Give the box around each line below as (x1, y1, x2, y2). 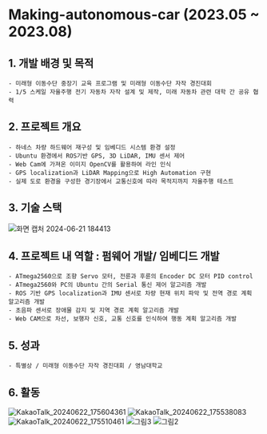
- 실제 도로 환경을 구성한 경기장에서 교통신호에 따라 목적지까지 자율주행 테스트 (8, 177, 234, 185)
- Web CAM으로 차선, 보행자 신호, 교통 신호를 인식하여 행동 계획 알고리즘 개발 (8, 315, 237, 323)
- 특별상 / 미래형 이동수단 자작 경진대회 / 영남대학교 (8, 362, 163, 370)
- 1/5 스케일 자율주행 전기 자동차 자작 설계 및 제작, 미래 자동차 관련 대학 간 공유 (8, 88, 250, 96)
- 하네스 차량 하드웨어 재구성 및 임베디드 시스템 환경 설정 (8, 143, 176, 151)
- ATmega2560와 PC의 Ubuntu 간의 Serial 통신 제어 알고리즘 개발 (8, 281, 207, 289)
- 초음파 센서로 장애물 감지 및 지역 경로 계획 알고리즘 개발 (8, 306, 180, 315)
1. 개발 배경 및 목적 (8, 56, 94, 70)
